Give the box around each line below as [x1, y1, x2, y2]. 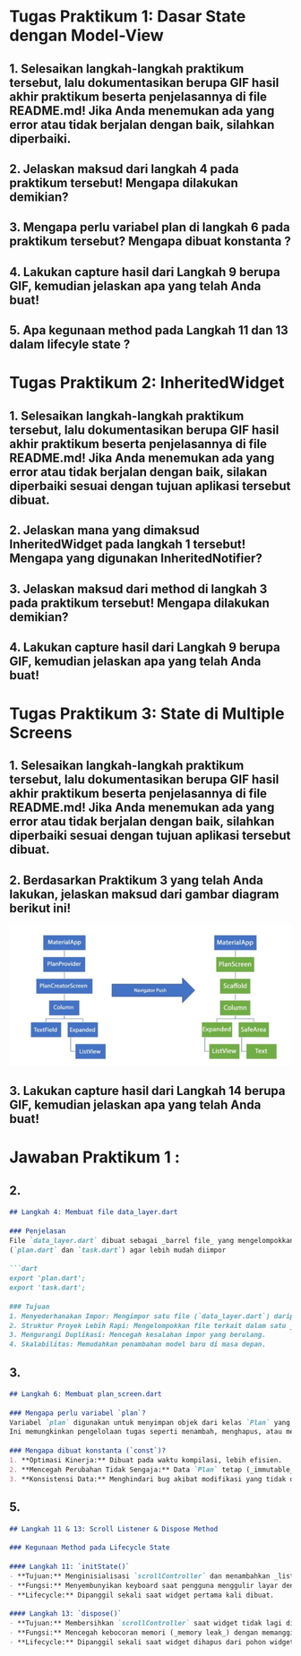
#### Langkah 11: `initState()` [9, 1562, 130, 1572]
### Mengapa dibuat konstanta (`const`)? [9, 1446, 167, 1455]
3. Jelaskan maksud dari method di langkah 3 [9, 581, 268, 597]
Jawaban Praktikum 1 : [9, 1147, 181, 1168]
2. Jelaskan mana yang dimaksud [9, 522, 200, 539]
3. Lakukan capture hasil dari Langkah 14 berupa [9, 1083, 286, 1099]
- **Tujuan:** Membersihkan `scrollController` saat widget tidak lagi [9, 1619, 282, 1628]
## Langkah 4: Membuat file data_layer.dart [9, 1208, 178, 1217]
